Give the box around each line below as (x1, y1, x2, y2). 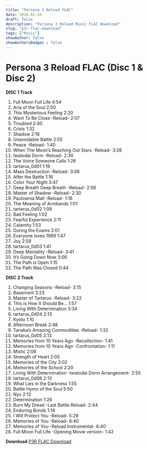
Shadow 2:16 (13, 131, 40, 137)
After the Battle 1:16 (13, 174, 53, 180)
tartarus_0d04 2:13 (13, 311, 52, 317)
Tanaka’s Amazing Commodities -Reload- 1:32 (13, 327, 108, 333)
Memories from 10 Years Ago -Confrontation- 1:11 (13, 343, 115, 349)
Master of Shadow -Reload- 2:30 (13, 190, 82, 196)
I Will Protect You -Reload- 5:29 (13, 412, 79, 418)
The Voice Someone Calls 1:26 (13, 158, 76, 164)
